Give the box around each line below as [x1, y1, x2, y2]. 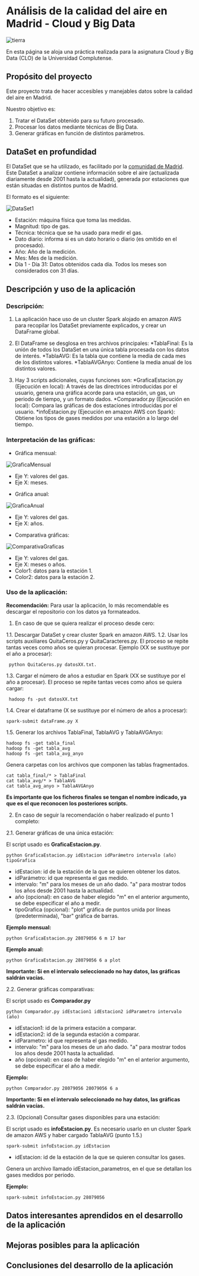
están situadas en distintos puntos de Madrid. [6, 182, 118, 189]
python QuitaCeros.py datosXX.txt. [8, 661, 97, 668]
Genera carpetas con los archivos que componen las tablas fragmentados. [6, 761, 189, 768]
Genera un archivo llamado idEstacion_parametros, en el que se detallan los [6, 1165, 192, 1172]
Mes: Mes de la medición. [14, 254, 78, 262]
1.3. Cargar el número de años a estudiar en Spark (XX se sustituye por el [6, 672, 186, 679]
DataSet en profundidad [6, 147, 97, 157]
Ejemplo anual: [6, 945, 44, 953]
